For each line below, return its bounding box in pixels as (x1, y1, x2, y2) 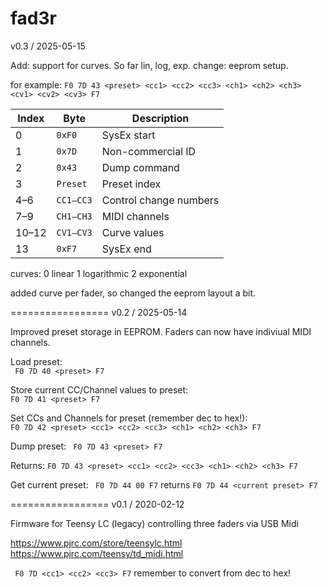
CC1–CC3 (56, 194, 93, 206)
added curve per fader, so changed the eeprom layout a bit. (10, 287, 257, 299)
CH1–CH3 (56, 210, 93, 222)
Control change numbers (101, 193, 220, 207)
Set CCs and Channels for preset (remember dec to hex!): (10, 412, 248, 424)
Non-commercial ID (101, 144, 197, 158)
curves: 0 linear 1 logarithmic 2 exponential (10, 267, 188, 279)
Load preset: (10, 355, 63, 367)
